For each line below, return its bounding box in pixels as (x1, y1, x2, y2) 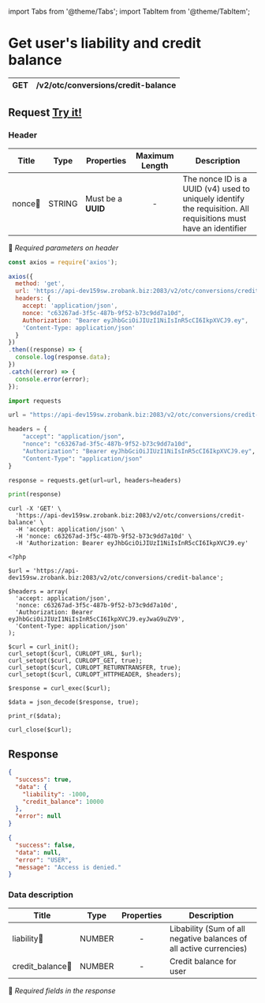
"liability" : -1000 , (22, 790, 90, 798)
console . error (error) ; (15, 375, 90, 383)
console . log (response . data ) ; (15, 353, 111, 362)
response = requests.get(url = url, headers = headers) (8, 476, 181, 484)
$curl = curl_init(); (8, 643, 80, 651)
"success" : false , (15, 841, 77, 849)
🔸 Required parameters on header (8, 242, 119, 252)
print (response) (8, 490, 62, 498)
